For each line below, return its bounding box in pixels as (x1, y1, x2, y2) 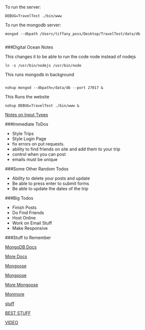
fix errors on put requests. (12, 141, 65, 147)
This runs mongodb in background (5, 72, 74, 77)
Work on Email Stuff (12, 220, 52, 226)
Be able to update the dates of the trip (12, 186, 89, 191)
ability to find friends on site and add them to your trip (12, 146, 121, 152)
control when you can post (12, 151, 66, 157)
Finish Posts (12, 204, 37, 210)
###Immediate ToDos (5, 121, 49, 127)
